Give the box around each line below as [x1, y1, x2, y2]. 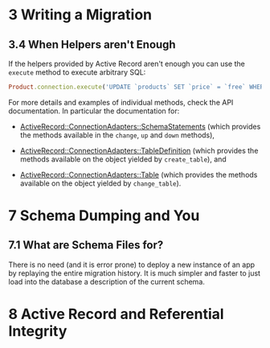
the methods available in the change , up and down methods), [19, 130, 215, 140]
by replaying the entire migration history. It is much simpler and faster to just [8, 268, 261, 278]
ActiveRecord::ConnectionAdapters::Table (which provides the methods [19, 170, 258, 179]
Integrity [8, 322, 67, 341]
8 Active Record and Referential [8, 305, 224, 323]
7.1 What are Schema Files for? [8, 239, 164, 252]
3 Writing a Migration [8, 6, 153, 24]
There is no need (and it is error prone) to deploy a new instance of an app [8, 260, 256, 269]
